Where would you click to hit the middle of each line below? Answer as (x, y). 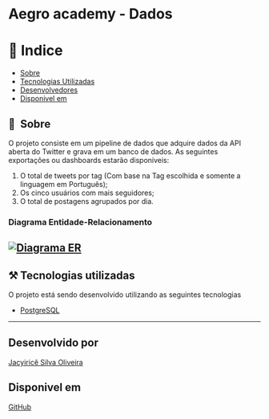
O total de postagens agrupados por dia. (86, 201)
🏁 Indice (36, 51)
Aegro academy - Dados (91, 14)
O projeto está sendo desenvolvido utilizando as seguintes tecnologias (125, 295)
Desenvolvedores (49, 90)
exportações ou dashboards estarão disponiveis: (89, 160)
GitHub (20, 407)
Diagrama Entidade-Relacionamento (80, 222)
